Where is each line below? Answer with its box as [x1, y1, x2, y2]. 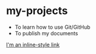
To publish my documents [14, 29, 78, 36]
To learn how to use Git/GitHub [14, 23, 91, 31]
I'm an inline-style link [6, 41, 60, 48]
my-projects [6, 4, 68, 18]
